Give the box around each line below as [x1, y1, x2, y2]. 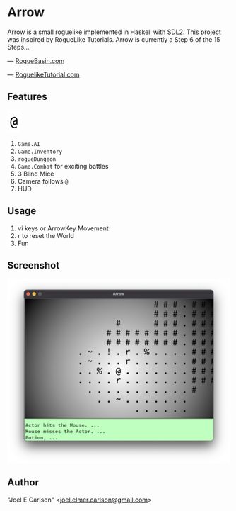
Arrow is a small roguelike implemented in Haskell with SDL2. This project [7, 28, 221, 36]
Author [7, 476, 39, 489]
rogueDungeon [17, 155, 57, 163]
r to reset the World [17, 231, 74, 240]
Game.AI [17, 140, 40, 147]
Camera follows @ [17, 176, 69, 185]
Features [7, 91, 47, 103]
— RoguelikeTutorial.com [7, 70, 80, 79]
